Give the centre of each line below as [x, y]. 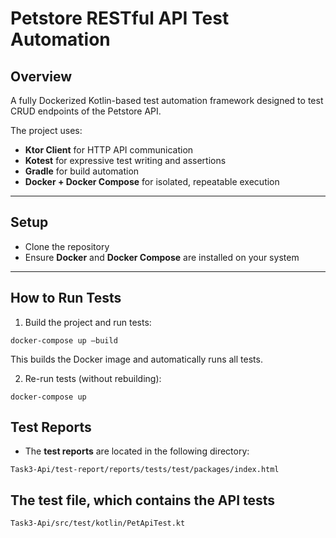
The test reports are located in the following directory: [137, 451]
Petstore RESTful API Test [120, 18]
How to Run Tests [66, 298]
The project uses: [46, 130]
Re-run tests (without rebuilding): [93, 378]
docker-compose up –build [64, 340]
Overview [41, 76]
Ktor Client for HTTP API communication [109, 150]
